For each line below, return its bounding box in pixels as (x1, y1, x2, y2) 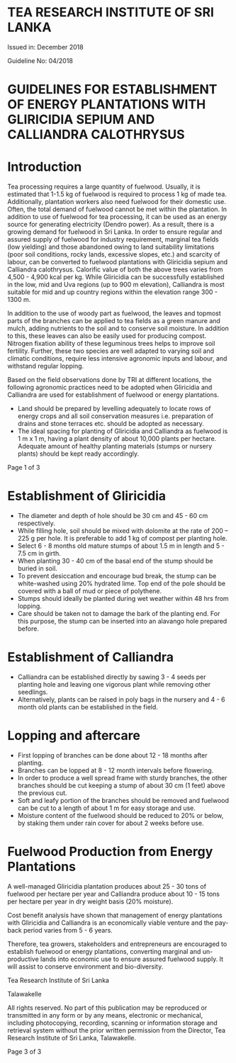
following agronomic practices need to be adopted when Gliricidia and (7, 383, 213, 392)
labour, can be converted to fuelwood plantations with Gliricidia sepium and (7, 258, 228, 266)
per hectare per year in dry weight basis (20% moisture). (7, 897, 174, 906)
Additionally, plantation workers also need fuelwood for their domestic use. (7, 198, 227, 206)
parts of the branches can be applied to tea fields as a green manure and (7, 317, 221, 325)
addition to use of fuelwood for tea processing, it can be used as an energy (7, 213, 227, 221)
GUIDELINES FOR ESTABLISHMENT (7, 81, 218, 98)
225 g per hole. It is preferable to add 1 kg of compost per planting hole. (17, 534, 228, 542)
